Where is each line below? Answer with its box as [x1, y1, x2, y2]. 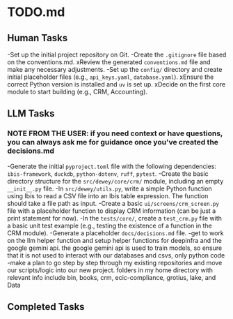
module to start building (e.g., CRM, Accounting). [7, 88, 148, 96]
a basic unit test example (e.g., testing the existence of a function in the [7, 221, 212, 230]
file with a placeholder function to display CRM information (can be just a [7, 207, 216, 215]
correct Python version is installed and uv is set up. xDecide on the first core [7, 80, 226, 88]
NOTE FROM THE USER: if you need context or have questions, [7, 128, 223, 138]
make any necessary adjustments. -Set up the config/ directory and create [7, 66, 223, 73]
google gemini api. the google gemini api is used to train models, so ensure [7, 244, 223, 252]
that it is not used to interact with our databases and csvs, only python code [7, 251, 225, 259]
